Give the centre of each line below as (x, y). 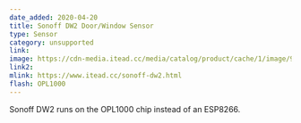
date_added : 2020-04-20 (54, 17)
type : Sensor (34, 34)
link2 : (21, 68)
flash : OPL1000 (38, 84)
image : (21, 59)
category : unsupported (52, 42)
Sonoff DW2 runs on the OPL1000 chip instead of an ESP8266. (125, 109)
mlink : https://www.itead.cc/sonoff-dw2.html (95, 76)
